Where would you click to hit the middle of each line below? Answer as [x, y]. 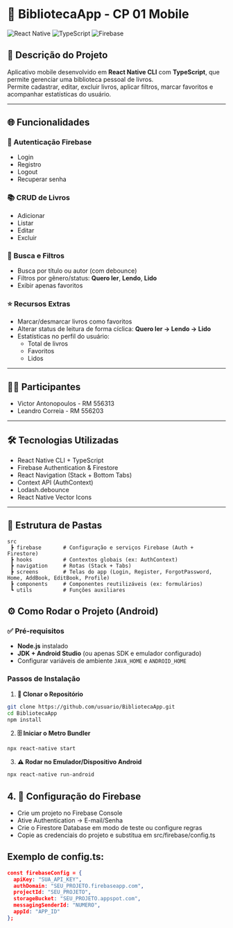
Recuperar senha [42, 179]
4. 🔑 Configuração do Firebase [74, 796]
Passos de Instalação [44, 679]
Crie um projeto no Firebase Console [70, 813]
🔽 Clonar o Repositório [50, 694]
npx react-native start [42, 749]
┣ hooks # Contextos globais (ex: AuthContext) [94, 559]
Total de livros [48, 344]
